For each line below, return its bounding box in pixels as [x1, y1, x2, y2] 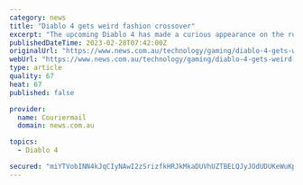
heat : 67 [9, 80, 42, 89]
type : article [9, 64, 63, 73]
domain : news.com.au [17, 121, 95, 130]
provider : [9, 104, 47, 113]
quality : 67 [9, 72, 54, 81]
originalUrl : [9, 47, 59, 56]
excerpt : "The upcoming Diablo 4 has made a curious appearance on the [9, 30, 284, 39]
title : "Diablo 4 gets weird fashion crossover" [9, 22, 196, 31]
